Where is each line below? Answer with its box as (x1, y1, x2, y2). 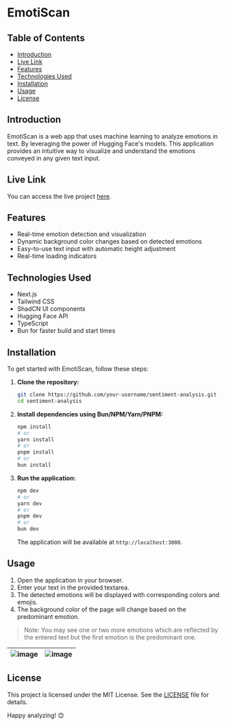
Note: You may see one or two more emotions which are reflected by (23, 626, 218, 634)
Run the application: (16, 473, 77, 482)
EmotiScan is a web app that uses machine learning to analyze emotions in (7, 132, 218, 140)
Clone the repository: (16, 378, 79, 386)
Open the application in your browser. (16, 576, 124, 584)
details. (7, 698, 28, 706)
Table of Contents (7, 32, 86, 44)
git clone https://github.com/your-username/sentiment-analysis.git (16, 391, 217, 399)
